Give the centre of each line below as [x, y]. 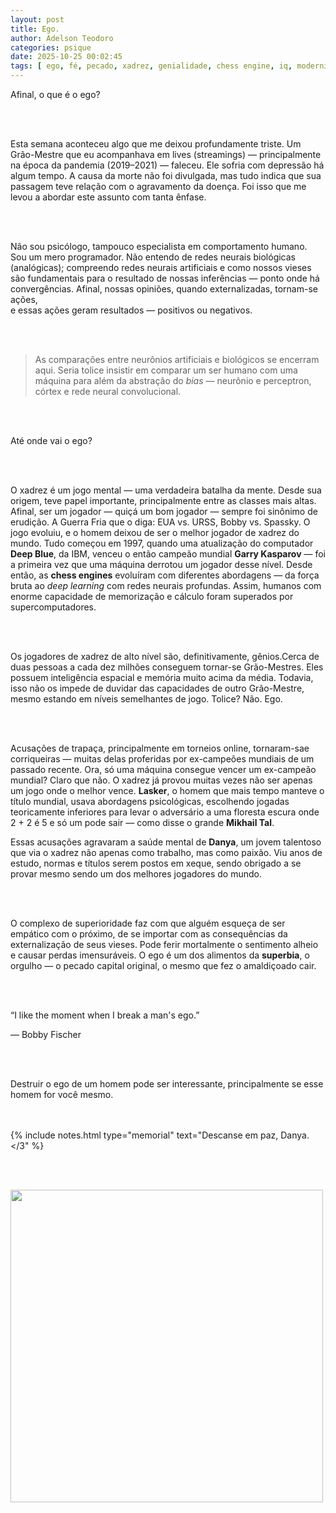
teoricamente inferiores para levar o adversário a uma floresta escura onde [165, 812]
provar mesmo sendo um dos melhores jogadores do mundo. [136, 874]
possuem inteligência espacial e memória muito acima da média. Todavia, [162, 677]
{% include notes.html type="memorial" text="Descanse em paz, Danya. [160, 1135]
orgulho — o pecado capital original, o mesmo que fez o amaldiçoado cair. [163, 965]
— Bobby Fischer [46, 1034]
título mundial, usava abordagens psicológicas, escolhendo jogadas [150, 801]
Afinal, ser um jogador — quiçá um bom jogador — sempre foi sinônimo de [164, 511]
